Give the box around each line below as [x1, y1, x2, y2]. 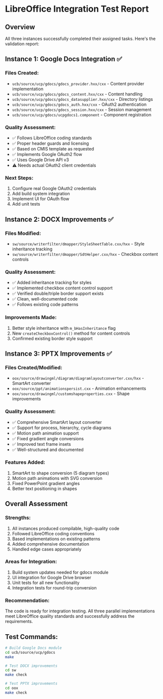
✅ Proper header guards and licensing [12, 140, 89, 146]
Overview [5, 23, 36, 31]
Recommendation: [5, 597, 50, 604]
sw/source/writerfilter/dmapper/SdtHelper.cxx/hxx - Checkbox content [12, 251, 158, 257]
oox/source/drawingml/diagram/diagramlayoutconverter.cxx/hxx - [12, 375, 145, 381]
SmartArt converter [12, 380, 51, 386]
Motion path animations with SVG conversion [12, 475, 103, 481]
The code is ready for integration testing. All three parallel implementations [5, 608, 155, 614]
